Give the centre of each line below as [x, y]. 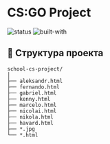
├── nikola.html [30, 117]
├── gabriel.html [32, 93]
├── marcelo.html [32, 105]
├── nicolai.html [32, 111]
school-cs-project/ [35, 69]
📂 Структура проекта [55, 53]
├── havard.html [30, 123]
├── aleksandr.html [35, 81]
